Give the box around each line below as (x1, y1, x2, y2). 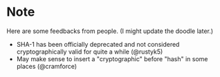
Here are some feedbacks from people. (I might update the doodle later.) (6, 27, 214, 35)
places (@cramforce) (16, 62, 77, 70)
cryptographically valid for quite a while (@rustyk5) (16, 47, 163, 56)
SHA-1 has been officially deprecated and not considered (16, 40, 180, 48)
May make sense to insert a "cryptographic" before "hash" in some (16, 54, 208, 63)
